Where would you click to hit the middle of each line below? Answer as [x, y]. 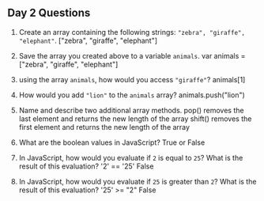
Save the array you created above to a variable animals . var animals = [132, 55]
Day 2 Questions [49, 13]
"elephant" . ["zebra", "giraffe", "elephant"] [88, 40]
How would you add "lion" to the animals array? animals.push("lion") [132, 95]
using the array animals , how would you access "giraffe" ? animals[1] [132, 79]
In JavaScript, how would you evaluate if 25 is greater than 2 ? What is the [138, 181]
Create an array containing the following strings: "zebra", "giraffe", [132, 32]
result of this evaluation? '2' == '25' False [86, 166]
